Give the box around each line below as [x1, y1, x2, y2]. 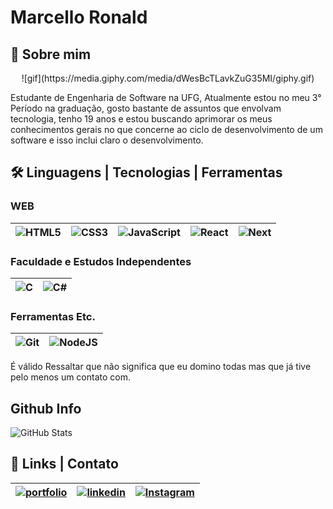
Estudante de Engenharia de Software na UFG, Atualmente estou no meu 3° [10, 92, 322, 103]
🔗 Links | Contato [10, 456, 119, 473]
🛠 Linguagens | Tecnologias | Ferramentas [10, 164, 283, 181]
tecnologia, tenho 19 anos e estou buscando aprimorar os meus [10, 113, 273, 125]
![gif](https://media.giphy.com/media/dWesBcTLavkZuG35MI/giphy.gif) [21, 72, 315, 84]
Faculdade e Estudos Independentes [10, 254, 192, 268]
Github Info [10, 400, 82, 417]
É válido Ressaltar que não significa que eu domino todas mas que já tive [10, 361, 312, 373]
